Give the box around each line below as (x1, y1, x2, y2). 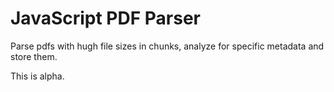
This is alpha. (10, 70, 65, 82)
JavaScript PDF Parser (10, 7, 202, 30)
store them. (10, 50, 58, 62)
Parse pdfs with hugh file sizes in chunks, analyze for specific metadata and (10, 40, 325, 52)
